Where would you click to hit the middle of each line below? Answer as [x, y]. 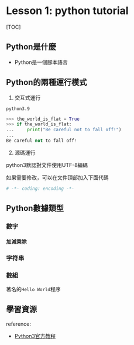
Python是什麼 [31, 47]
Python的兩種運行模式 [47, 82]
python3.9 [18, 109]
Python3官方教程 [35, 336]
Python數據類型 [35, 208]
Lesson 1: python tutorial [67, 11]
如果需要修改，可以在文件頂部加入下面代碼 [57, 177]
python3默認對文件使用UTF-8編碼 [47, 165]
